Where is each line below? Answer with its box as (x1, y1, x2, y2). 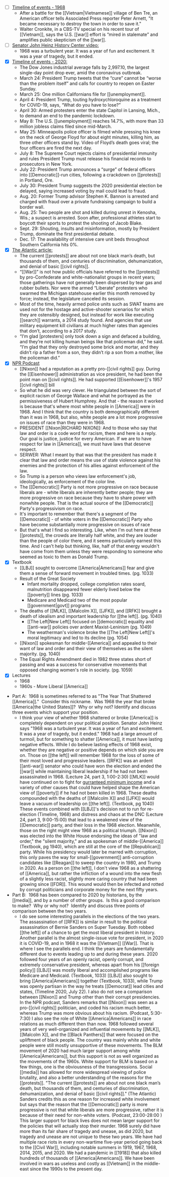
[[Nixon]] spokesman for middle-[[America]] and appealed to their (19, 640, 157, 646)
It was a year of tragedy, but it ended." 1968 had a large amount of (19, 731, 157, 737)
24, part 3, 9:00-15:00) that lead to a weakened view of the (19, 817, 142, 823)
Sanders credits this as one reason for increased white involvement (19, 1096, 160, 1102)
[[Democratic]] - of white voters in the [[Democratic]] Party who (19, 516, 153, 522)
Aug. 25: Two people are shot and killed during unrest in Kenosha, (19, 209, 157, 215)
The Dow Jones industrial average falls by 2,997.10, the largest (19, 64, 150, 70)
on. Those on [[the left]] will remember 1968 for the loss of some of (19, 752, 160, 758)
